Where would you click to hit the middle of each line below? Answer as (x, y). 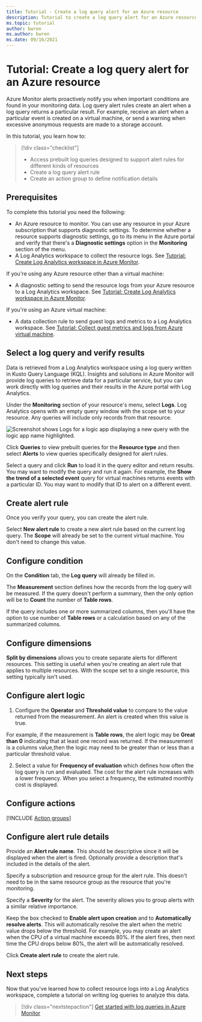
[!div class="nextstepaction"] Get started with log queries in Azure (103, 1007)
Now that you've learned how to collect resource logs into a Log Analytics (98, 989)
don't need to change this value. (46, 542)
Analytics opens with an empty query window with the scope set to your (96, 411)
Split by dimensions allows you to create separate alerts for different (92, 658)
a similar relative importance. (42, 907)
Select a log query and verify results (75, 353)
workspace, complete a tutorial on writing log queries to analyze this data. (98, 995)
